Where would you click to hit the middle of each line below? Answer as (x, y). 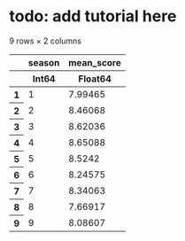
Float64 (95, 79)
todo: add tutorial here (93, 16)
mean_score (95, 62)
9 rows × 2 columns (46, 41)
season (44, 62)
